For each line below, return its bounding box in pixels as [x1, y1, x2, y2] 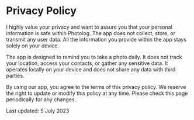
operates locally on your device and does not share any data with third [6, 66, 176, 73]
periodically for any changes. [6, 95, 77, 103]
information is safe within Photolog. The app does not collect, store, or [6, 29, 175, 36]
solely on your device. [6, 42, 60, 49]
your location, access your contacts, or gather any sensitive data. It [6, 60, 168, 67]
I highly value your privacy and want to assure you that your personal [6, 23, 172, 30]
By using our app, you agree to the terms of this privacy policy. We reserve [6, 83, 186, 90]
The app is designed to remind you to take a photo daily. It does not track [6, 53, 182, 60]
